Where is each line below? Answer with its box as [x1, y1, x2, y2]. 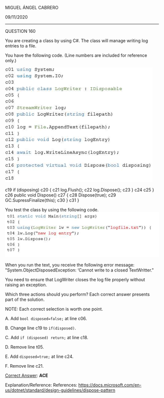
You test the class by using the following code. [5, 207, 99, 213]
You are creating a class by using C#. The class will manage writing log [5, 38, 148, 44]
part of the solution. [5, 297, 45, 302]
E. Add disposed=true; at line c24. [5, 353, 74, 360]
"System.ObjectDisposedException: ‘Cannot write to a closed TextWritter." [5, 267, 154, 273]
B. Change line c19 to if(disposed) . [5, 325, 77, 331]
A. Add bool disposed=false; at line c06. [5, 316, 87, 322]
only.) [5, 58, 17, 63]
